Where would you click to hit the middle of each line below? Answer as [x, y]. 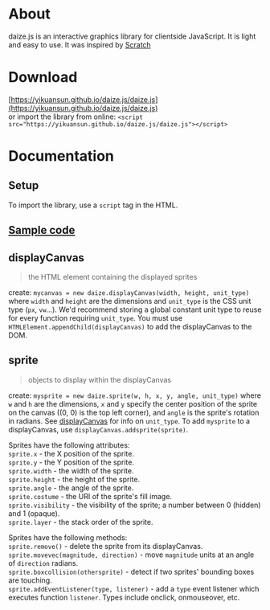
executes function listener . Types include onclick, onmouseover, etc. [124, 597]
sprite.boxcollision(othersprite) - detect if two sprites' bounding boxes [131, 571]
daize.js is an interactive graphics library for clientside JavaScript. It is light [132, 36]
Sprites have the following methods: [68, 537]
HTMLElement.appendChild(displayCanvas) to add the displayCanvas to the [130, 327]
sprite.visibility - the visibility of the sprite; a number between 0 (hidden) [135, 505]
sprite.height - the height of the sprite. [74, 479]
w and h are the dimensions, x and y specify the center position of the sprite [133, 403]
